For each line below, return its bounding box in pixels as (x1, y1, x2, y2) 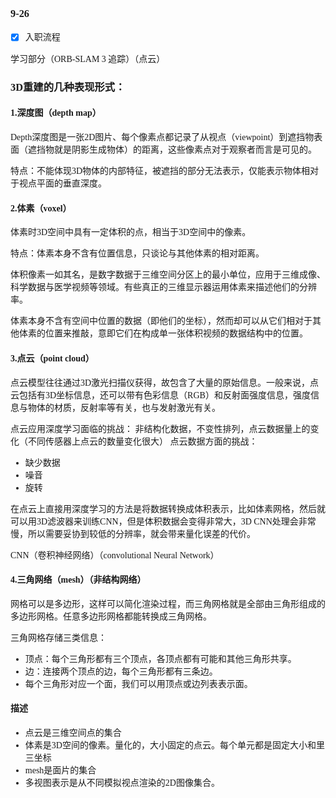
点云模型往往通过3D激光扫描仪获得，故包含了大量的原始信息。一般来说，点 (10, 377, 320, 388)
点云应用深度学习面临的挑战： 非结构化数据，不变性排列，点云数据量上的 (10, 423, 311, 434)
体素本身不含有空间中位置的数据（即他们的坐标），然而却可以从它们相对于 (10, 316, 313, 327)
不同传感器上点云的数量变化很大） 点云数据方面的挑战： (27, 436, 258, 447)
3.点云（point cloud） (10, 353, 95, 364)
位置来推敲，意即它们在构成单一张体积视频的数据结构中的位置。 (44, 328, 308, 339)
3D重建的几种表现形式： (10, 80, 126, 94)
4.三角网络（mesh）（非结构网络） (10, 575, 147, 586)
